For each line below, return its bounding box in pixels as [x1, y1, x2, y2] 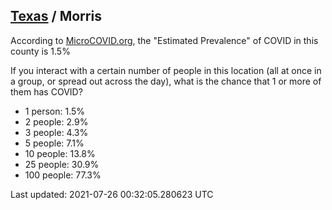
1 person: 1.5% [24, 105, 86, 117]
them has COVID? [10, 85, 83, 98]
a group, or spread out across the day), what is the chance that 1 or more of [10, 75, 322, 87]
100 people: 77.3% [24, 169, 102, 181]
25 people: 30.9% [24, 158, 100, 170]
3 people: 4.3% [24, 126, 89, 138]
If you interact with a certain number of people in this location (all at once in [10, 64, 322, 76]
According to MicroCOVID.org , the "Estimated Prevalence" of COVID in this [10, 34, 319, 46]
